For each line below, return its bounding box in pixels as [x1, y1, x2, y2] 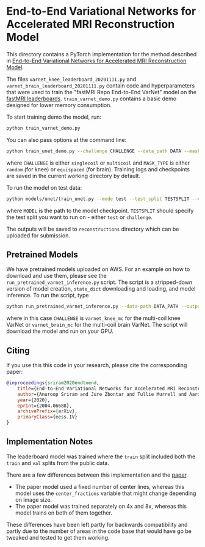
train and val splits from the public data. [6, 459, 110, 466]
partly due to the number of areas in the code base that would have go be [6, 527, 192, 535]
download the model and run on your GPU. [6, 327, 114, 335]
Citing [6, 345, 30, 355]
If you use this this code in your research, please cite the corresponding [6, 362, 187, 369]
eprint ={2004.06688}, [17, 403, 72, 409]
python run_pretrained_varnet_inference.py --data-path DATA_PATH [6, 303, 179, 310]
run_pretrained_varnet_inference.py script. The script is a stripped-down [6, 278, 193, 286]
